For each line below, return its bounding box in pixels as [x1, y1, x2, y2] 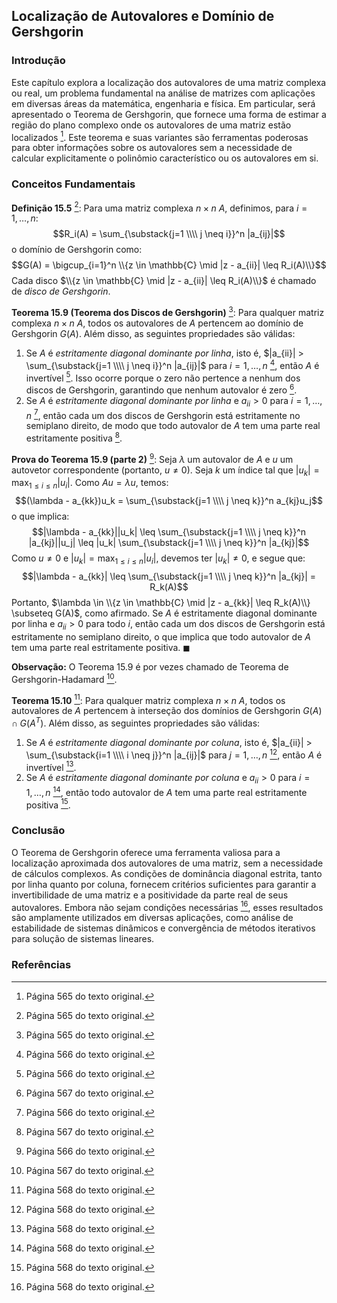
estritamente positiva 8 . [25, 430, 123, 444]
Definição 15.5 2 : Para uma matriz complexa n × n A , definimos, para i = [11, 200, 308, 214]
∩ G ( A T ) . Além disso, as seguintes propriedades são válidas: [11, 715, 261, 729]
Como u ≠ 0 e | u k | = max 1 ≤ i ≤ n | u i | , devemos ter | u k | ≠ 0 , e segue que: [11, 552, 306, 567]
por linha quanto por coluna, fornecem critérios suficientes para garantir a [11, 878, 317, 890]
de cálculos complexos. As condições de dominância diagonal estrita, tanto [11, 867, 323, 879]
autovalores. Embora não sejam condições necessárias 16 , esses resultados [11, 899, 324, 913]
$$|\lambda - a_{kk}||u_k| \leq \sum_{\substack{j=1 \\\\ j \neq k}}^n [31, 526, 307, 538]
